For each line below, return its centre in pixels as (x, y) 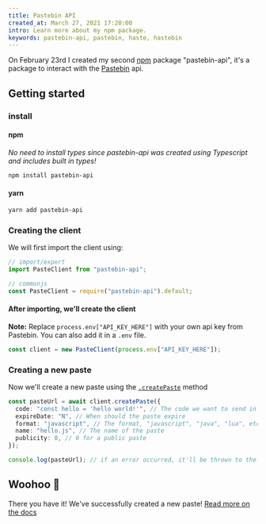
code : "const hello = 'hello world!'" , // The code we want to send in (136, 408)
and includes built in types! (52, 161)
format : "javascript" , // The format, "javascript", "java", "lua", (131, 423)
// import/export (37, 262)
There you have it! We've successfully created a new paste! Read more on (129, 503)
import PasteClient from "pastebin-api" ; (78, 269)
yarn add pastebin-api (46, 210)
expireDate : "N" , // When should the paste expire (101, 416)
